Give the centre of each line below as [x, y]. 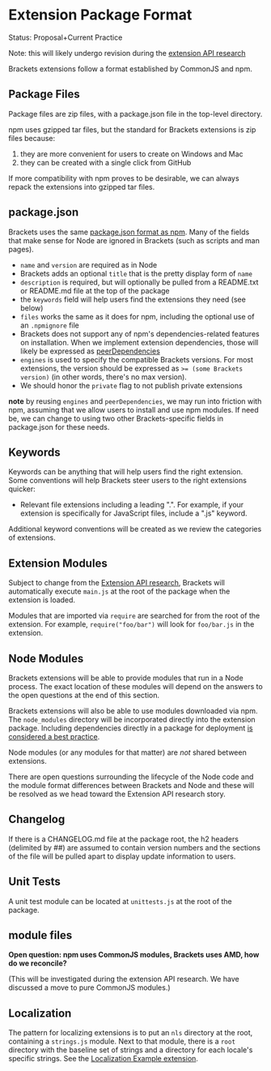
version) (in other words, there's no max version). [104, 377]
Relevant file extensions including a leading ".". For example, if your [132, 505]
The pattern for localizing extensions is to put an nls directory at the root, [131, 1033]
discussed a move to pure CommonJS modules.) [90, 987]
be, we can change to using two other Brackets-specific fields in [116, 418]
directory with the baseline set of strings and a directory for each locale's [131, 1050]
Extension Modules [58, 563]
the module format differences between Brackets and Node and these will [131, 785]
